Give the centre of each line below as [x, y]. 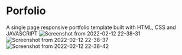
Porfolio [26, 11]
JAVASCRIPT [22, 33]
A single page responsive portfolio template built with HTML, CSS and [91, 27]
